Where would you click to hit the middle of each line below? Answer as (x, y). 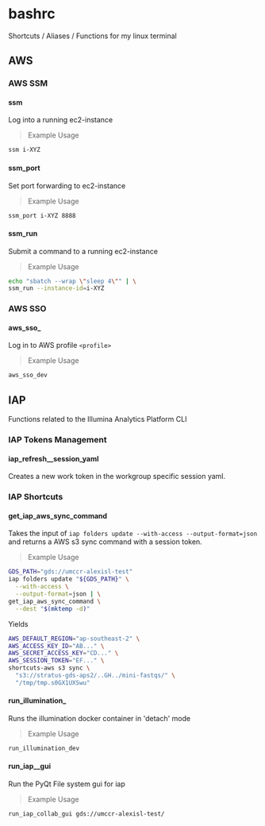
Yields (19, 623)
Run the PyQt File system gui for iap (67, 784)
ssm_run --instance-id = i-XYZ (56, 288)
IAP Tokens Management (58, 440)
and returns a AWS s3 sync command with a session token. (105, 542)
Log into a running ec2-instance (61, 120)
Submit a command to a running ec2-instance (83, 251)
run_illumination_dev (44, 748)
